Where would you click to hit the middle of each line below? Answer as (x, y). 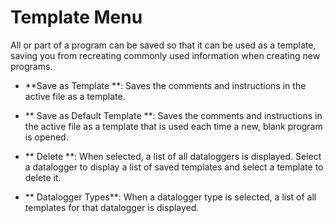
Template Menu (76, 17)
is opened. (46, 137)
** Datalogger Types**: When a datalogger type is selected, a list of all (170, 197)
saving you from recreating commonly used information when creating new (165, 55)
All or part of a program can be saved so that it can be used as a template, (163, 45)
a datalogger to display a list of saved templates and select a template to (174, 167)
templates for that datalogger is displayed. (112, 207)
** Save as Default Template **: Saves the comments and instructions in (173, 115)
